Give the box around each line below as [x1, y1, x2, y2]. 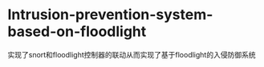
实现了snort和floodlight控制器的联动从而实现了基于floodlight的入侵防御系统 [7, 49, 256, 59]
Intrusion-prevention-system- [7, 6, 213, 24]
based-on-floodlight [7, 22, 147, 41]
